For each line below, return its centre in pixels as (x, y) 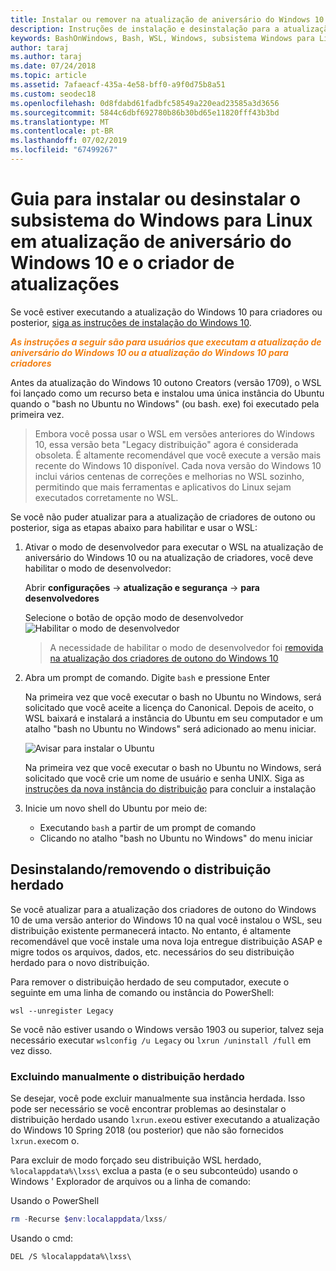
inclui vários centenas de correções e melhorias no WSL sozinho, (169, 476)
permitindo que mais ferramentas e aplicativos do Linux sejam (163, 487)
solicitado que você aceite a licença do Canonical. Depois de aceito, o (169, 707)
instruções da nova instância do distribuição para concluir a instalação (170, 788)
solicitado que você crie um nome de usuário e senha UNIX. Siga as (164, 778)
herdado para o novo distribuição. (80, 962)
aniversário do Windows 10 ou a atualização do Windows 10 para (149, 352)
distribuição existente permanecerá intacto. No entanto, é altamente (151, 930)
